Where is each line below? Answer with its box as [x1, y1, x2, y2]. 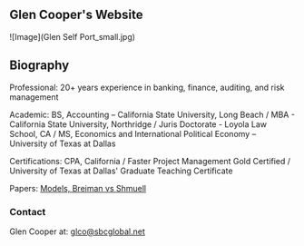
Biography [9, 58, 70, 74]
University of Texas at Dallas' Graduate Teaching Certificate [9, 165, 233, 176]
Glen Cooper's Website [9, 7, 143, 23]
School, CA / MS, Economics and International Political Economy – [9, 128, 257, 139]
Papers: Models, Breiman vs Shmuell [9, 182, 147, 193]
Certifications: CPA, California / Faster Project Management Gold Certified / [9, 155, 291, 166]
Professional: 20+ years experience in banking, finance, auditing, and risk [9, 82, 285, 93]
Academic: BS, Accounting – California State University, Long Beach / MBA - [9, 109, 295, 120]
